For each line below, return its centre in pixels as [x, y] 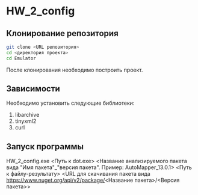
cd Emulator [21, 58]
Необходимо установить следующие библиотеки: [70, 103]
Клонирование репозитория [62, 33]
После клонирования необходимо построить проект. [75, 70]
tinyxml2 [26, 121]
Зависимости [33, 89]
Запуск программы [45, 147]
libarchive [27, 115]
